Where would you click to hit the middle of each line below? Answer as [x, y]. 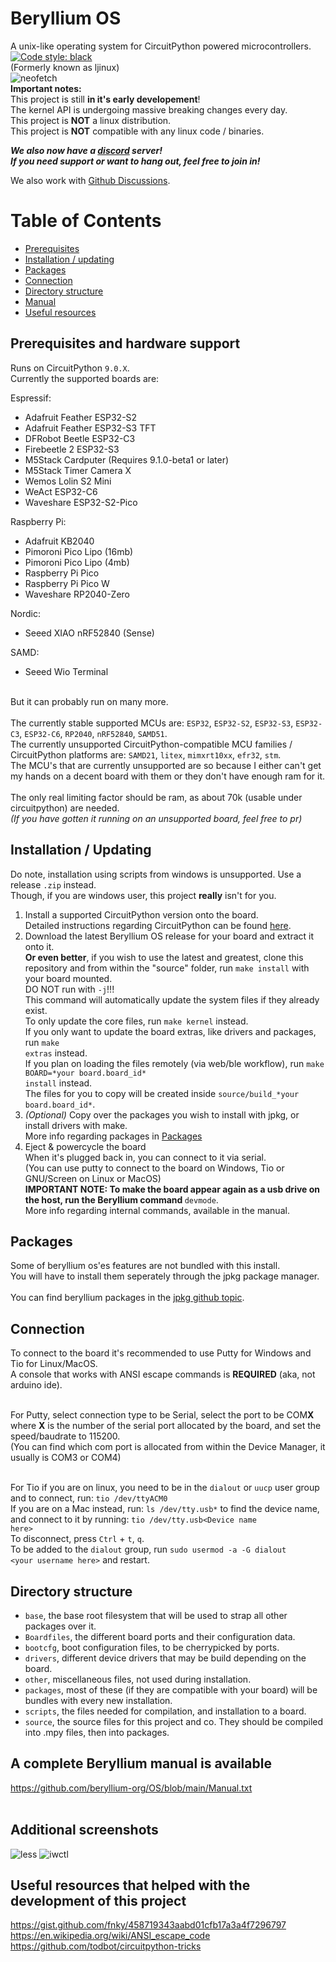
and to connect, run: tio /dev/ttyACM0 [89, 1498]
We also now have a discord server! [86, 150]
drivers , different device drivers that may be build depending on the [165, 1658]
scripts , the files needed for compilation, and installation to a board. [165, 1711]
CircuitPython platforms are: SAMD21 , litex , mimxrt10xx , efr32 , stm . [146, 754]
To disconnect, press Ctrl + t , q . [77, 1539]
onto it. [39, 946]
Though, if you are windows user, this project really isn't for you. [143, 895]
